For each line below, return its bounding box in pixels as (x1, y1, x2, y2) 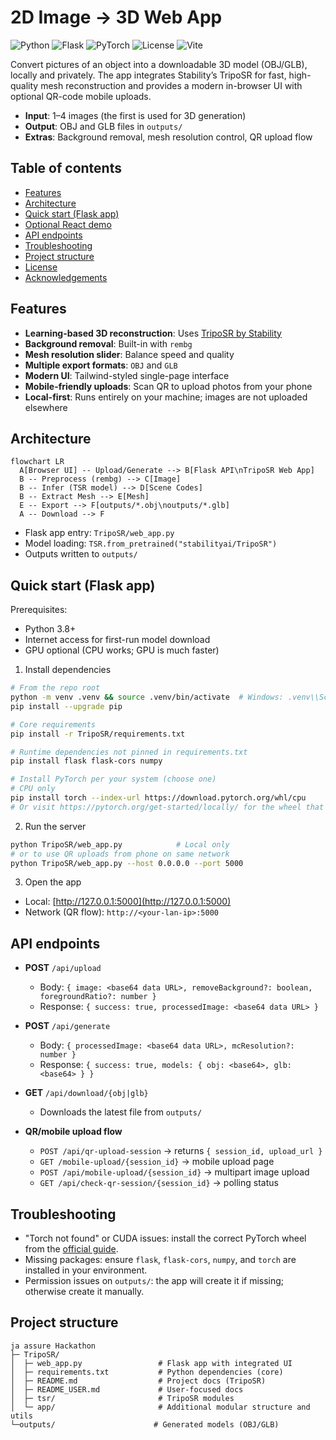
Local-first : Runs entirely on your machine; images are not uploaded (24, 391, 308, 403)
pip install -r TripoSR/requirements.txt (10, 729, 186, 739)
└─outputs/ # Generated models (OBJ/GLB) (10, 1419, 280, 1430)
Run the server (24, 820, 87, 832)
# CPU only (10, 784, 56, 794)
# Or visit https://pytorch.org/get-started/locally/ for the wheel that (10, 802, 325, 812)
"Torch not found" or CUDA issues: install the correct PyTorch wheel (24, 1232, 307, 1245)
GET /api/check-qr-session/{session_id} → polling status (39, 1177, 279, 1189)
